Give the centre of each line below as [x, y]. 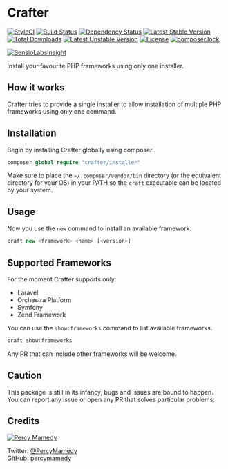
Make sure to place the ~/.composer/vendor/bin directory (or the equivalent [114, 176]
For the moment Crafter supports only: [62, 279]
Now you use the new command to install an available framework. [99, 228]
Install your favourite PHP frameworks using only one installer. [96, 66]
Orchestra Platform [44, 300]
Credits [23, 421]
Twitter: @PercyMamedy [42, 451]
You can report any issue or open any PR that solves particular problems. [111, 399]
